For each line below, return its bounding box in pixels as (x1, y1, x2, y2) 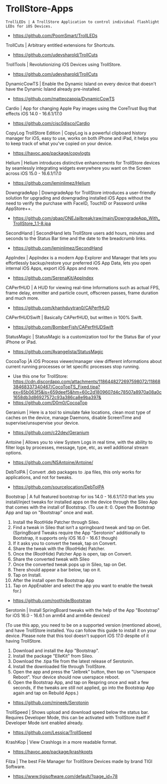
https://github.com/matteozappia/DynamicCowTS (12, 96, 115, 102)
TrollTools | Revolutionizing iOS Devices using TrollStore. (5, 61, 121, 67)
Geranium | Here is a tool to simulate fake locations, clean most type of (5, 409, 151, 415)
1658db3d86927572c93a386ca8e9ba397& (12, 394, 101, 400)
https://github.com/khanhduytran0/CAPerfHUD (12, 305, 110, 311)
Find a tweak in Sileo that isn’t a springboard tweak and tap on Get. (12, 524, 151, 530)
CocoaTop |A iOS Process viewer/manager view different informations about (5, 358, 162, 364)
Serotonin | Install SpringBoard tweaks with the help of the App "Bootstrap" (5, 607, 160, 613)
